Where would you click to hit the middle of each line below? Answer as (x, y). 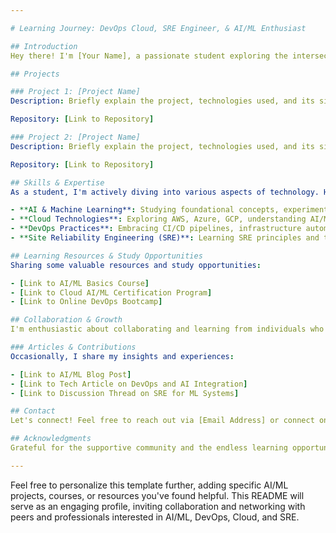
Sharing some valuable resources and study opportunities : (136, 265)
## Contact (33, 411)
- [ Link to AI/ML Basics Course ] (80, 283)
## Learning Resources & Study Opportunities (106, 256)
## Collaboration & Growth (66, 320)
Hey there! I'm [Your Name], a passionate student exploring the (149, 56)
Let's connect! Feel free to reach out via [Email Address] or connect (162, 421)
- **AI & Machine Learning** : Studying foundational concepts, (145, 210)
